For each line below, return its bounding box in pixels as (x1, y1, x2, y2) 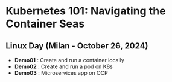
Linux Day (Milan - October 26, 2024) (5, 41, 148, 51)
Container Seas (5, 17, 85, 31)
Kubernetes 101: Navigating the (5, 4, 167, 18)
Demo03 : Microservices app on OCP (14, 69, 108, 76)
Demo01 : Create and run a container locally (14, 57, 124, 63)
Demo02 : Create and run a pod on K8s (14, 63, 113, 70)
